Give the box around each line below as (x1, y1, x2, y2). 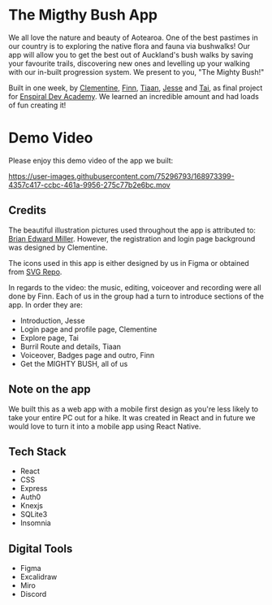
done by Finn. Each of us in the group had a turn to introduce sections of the (8, 291, 265, 301)
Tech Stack (8, 445, 67, 459)
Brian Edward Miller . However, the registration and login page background (8, 233, 256, 243)
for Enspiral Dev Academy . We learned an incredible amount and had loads (8, 91, 260, 101)
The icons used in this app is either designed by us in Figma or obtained (8, 258, 249, 268)
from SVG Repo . (8, 267, 63, 276)
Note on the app (8, 382, 91, 396)
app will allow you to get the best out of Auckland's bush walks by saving (8, 50, 253, 59)
